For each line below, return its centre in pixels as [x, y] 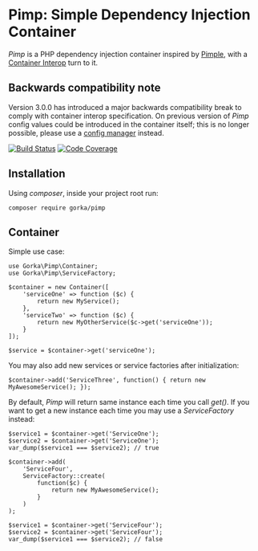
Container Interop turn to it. [53, 63]
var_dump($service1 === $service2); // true [84, 448]
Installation [37, 174]
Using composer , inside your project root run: [83, 193]
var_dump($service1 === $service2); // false [85, 540]
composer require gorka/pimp [57, 208]
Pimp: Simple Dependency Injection [129, 15]
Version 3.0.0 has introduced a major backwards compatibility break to [125, 107]
